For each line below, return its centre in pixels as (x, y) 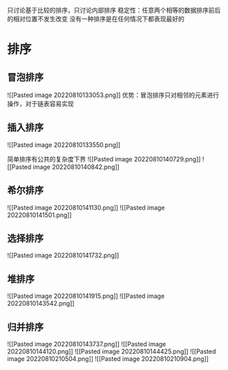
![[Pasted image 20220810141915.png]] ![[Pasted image (86, 296)
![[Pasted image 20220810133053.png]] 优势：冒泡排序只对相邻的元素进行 (113, 95)
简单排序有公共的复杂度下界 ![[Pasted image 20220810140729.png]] (104, 159)
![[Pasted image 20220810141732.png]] (63, 256)
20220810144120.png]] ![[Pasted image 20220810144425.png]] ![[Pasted (112, 351)
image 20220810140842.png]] (76, 167)
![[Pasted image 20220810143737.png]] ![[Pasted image (87, 344)
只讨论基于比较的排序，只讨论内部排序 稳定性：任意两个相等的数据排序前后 (114, 10)
